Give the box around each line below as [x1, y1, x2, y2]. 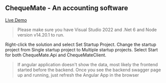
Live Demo [5, 17, 27, 23]
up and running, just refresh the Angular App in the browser [17, 72, 139, 78]
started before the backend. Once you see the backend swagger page [17, 67, 161, 73]
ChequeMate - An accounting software [5, 4, 128, 12]
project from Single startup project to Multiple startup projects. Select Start [5, 46, 158, 52]
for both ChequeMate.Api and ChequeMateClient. [5, 52, 107, 58]
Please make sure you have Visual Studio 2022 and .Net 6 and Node [17, 27, 157, 33]
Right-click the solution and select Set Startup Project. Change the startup [5, 41, 157, 47]
